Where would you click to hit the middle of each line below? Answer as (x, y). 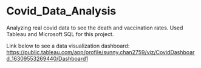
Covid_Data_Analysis (61, 11)
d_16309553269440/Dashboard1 (47, 58)
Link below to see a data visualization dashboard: (68, 46)
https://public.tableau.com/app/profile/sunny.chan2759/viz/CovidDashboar (101, 52)
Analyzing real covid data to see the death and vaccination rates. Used (95, 28)
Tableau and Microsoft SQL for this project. (60, 34)
